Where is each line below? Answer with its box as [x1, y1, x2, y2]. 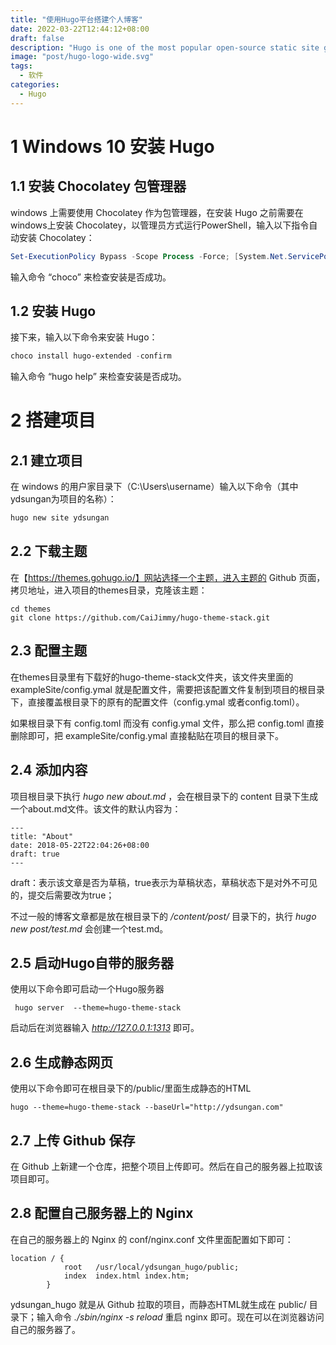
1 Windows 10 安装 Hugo [10, 135, 215, 158]
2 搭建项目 [10, 409, 97, 432]
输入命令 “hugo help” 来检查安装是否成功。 [10, 371, 187, 383]
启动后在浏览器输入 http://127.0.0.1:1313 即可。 [10, 1022, 200, 1034]
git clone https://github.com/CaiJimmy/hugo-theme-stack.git [10, 612, 271, 623]
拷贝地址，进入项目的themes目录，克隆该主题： [10, 584, 208, 596]
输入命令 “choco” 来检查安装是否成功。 [10, 271, 172, 283]
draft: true [10, 849, 60, 859]
